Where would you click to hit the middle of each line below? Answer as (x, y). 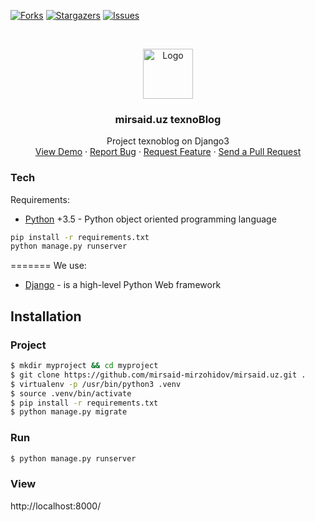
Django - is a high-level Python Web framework (123, 285)
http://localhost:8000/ (56, 506)
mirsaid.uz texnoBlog (168, 119)
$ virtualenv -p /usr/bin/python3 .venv (96, 384)
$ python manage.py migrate (69, 412)
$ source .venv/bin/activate (71, 393)
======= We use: (48, 266)
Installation (46, 316)
